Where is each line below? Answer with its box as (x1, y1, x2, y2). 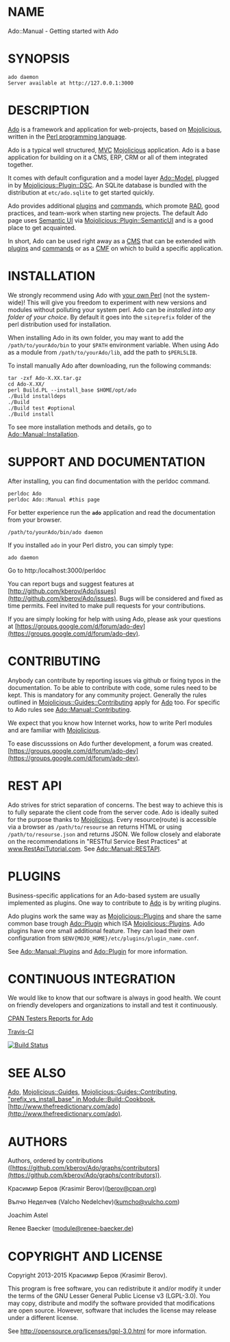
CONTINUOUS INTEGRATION (8, 971, 176, 987)
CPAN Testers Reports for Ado (8, 1014, 94, 1022)
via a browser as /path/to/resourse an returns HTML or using (8, 823, 182, 831)
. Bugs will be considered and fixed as (116, 594, 223, 602)
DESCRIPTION (8, 102, 90, 118)
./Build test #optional (8, 405, 76, 412)
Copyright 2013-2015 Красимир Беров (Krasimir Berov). (8, 1271, 168, 1279)
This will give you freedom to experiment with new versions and (27, 298, 207, 306)
